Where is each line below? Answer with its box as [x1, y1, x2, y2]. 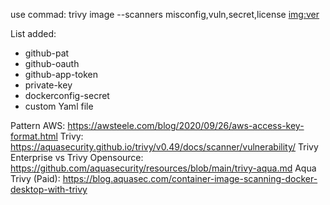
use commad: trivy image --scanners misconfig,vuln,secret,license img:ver [10, 9, 320, 20]
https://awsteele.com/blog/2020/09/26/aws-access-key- [67, 120, 305, 131]
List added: [10, 28, 57, 39]
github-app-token [24, 69, 99, 80]
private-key [24, 79, 73, 91]
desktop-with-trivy [10, 184, 88, 195]
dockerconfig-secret [24, 90, 110, 101]
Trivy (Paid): [10, 173, 61, 184]
